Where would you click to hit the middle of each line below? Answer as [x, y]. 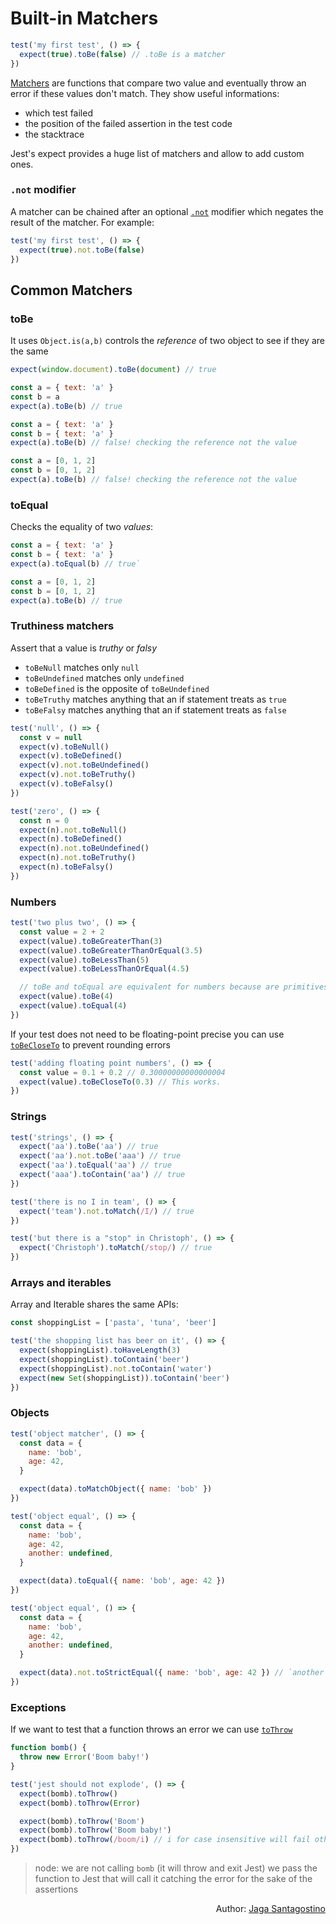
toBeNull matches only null [82, 667]
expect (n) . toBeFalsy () [66, 867]
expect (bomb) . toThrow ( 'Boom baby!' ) [95, 1830]
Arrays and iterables [61, 1283]
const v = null [51, 737]
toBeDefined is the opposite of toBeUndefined [117, 688]
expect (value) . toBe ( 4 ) [66, 997]
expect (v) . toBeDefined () [71, 756]
